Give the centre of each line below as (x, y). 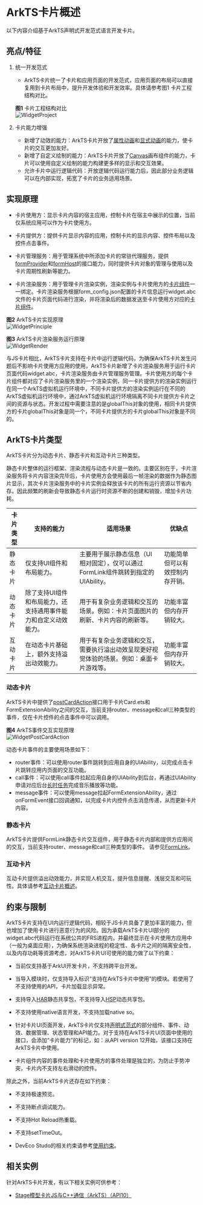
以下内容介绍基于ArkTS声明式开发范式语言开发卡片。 (72, 30)
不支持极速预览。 (36, 1094)
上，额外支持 (43, 654)
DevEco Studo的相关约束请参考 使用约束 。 (67, 1146)
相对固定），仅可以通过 (111, 563)
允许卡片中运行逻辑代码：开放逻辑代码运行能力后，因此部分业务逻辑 (109, 170)
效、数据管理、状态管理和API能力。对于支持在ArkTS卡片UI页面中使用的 (104, 1033)
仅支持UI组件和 (47, 563)
